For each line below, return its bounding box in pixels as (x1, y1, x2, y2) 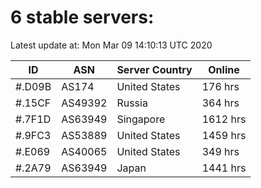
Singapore (116, 112, 166, 126)
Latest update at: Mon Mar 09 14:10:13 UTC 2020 (10, 39, 213, 51)
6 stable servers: (10, 6, 155, 29)
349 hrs (201, 144, 240, 158)
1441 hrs (201, 161, 247, 175)
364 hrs (201, 96, 240, 110)
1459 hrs (201, 128, 247, 142)
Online (208, 62, 240, 76)
